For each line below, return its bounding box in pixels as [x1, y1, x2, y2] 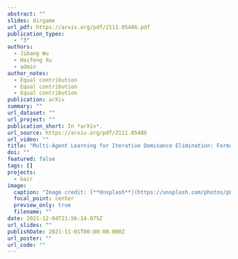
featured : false [7, 155, 55, 163]
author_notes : [7, 70, 50, 77]
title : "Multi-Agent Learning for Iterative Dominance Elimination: [7, 143, 214, 150]
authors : [7, 43, 33, 50]
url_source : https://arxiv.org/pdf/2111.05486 [7, 129, 147, 136]
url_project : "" [7, 116, 55, 123]
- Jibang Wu [13, 50, 50, 57]
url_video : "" [7, 136, 50, 143]
